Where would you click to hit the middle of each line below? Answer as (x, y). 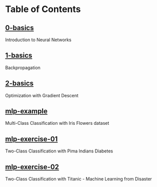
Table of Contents (43, 9)
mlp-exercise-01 (31, 139)
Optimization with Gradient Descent (42, 95)
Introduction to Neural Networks (38, 40)
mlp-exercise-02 (32, 167)
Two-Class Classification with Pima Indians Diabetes (59, 151)
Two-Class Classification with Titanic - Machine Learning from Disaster (79, 179)
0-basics (19, 28)
